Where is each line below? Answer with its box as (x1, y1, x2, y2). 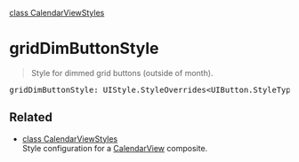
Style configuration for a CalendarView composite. (21, 143, 208, 153)
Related (9, 110, 53, 125)
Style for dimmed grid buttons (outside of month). (30, 67, 214, 78)
